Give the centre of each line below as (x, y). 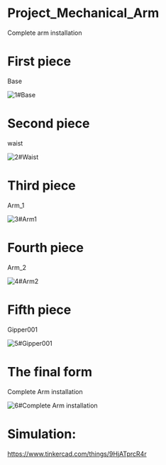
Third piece (41, 185)
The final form (50, 372)
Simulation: (42, 434)
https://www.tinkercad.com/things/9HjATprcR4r (77, 454)
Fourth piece (45, 247)
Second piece (49, 124)
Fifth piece (39, 310)
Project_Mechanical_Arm (83, 13)
